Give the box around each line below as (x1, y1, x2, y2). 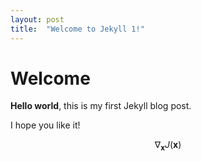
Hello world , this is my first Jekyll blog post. (10, 100, 192, 112)
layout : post (10, 14, 65, 25)
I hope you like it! (10, 119, 81, 131)
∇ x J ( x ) (154, 139, 182, 153)
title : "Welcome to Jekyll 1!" (10, 24, 145, 34)
